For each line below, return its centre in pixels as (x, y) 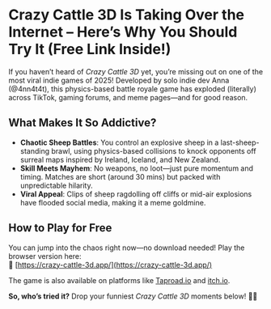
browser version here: (45, 256)
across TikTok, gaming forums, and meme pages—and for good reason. (128, 97)
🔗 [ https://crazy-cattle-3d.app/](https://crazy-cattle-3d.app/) (110, 265)
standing (35, 150)
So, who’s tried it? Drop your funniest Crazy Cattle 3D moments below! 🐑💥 (133, 296)
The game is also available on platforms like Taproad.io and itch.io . (119, 280)
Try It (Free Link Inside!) (90, 49)
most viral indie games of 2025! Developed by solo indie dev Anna (119, 80)
